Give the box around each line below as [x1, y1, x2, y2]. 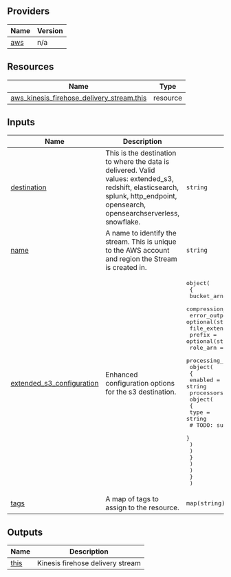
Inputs [7, 116, 36, 128]
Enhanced [105, 370, 138, 379]
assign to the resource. [105, 503, 180, 512]
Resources [7, 61, 54, 73]
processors [189, 389, 223, 397]
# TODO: [189, 421, 214, 429]
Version [36, 25, 63, 35]
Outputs [7, 526, 43, 538]
